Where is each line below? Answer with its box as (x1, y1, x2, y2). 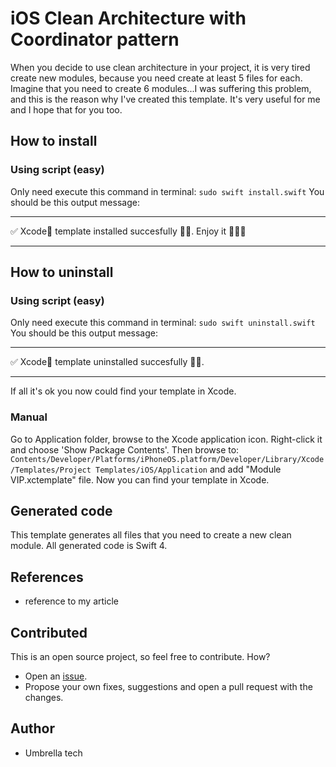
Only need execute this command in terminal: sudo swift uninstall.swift (10, 317, 316, 329)
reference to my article (24, 595, 120, 607)
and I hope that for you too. (10, 103, 123, 116)
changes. (24, 692, 64, 704)
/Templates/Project (10, 465, 92, 475)
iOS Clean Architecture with (10, 7, 247, 30)
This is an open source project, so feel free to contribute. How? (10, 651, 271, 663)
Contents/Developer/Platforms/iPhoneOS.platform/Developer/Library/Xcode (10, 454, 325, 464)
